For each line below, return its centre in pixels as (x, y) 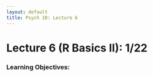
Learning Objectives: (38, 67)
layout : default (27, 12)
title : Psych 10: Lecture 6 (42, 18)
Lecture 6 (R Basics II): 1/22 (77, 48)
